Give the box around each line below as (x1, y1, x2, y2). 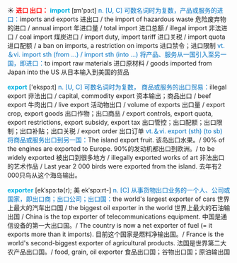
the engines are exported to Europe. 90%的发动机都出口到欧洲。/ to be (7, 145, 215, 153)
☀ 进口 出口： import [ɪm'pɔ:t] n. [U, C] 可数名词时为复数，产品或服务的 (7, 6, 217, 14)
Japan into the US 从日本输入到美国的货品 (7, 68, 129, 76)
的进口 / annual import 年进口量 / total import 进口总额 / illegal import (7, 24, 207, 32)
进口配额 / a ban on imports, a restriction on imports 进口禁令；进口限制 (7, 42, 216, 49)
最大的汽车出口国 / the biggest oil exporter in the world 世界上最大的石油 (13, 204, 224, 212)
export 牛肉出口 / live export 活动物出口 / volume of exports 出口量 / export (7, 101, 225, 109)
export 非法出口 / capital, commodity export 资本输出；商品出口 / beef (7, 92, 212, 100)
